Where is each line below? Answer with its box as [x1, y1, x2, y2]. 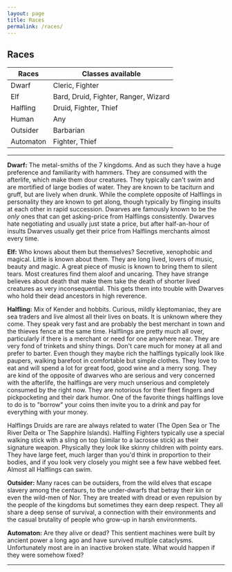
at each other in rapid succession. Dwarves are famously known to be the [7, 205, 217, 213]
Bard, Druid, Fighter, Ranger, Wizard [52, 92, 171, 102]
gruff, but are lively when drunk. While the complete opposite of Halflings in [7, 191, 222, 199]
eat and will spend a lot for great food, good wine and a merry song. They [7, 364, 217, 372]
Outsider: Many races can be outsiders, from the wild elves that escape [7, 479, 212, 487]
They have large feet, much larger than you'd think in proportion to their [7, 450, 211, 459]
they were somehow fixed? [7, 551, 84, 560]
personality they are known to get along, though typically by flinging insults [7, 198, 221, 206]
